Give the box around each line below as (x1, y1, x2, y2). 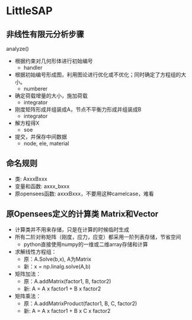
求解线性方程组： (14, 248, 57, 255)
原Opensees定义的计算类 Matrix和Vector (6, 209, 159, 219)
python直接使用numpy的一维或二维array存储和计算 (23, 241, 148, 248)
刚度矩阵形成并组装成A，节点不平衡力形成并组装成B (14, 106, 142, 113)
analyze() (6, 46, 30, 52)
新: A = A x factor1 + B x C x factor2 (23, 307, 111, 314)
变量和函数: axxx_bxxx (14, 182, 70, 190)
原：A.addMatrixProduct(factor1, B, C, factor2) (23, 300, 137, 307)
